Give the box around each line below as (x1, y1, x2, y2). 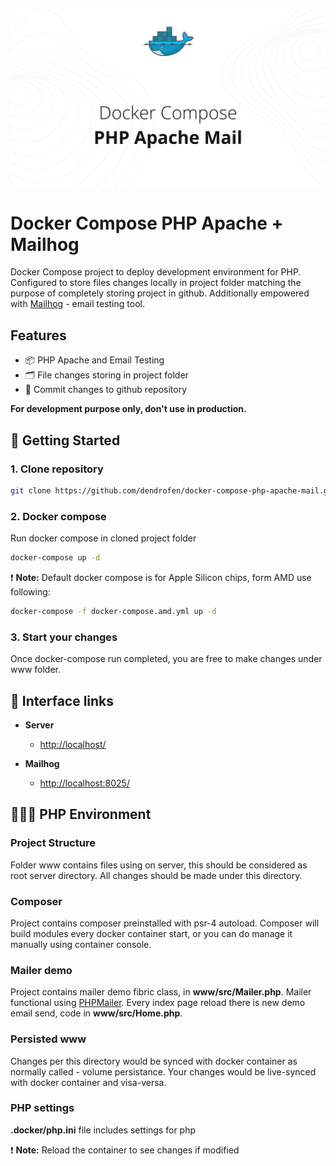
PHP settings (10, 1101, 75, 1115)
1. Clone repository (10, 462, 104, 476)
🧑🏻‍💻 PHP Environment (10, 806, 152, 823)
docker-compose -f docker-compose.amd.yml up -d (10, 606, 217, 616)
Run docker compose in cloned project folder (10, 532, 197, 544)
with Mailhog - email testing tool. (10, 298, 145, 310)
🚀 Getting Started (10, 432, 121, 449)
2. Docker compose (10, 509, 107, 523)
